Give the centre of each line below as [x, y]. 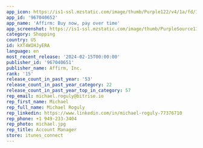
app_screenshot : [27, 29]
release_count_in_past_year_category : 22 [59, 85]
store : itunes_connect [35, 136]
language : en [23, 51]
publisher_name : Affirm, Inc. [44, 68]
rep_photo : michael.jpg [36, 124]
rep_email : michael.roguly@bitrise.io [55, 96]
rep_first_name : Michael [37, 101]
